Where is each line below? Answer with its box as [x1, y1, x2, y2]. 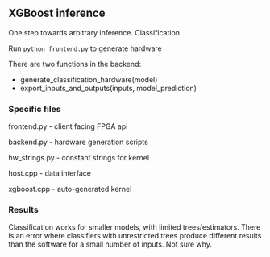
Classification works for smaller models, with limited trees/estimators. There [8, 222, 261, 232]
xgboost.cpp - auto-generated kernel [8, 184, 132, 194]
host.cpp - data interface [8, 168, 91, 178]
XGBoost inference [8, 6, 106, 20]
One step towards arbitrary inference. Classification [8, 27, 180, 37]
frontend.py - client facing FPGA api [8, 122, 128, 131]
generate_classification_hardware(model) [19, 74, 158, 84]
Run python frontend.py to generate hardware [8, 44, 163, 53]
